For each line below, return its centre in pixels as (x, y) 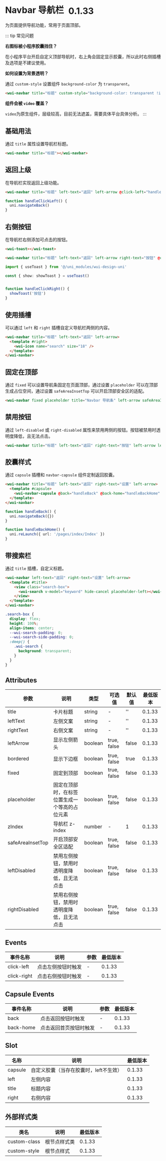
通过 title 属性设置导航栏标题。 (38, 143)
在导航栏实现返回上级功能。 (33, 182)
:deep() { (20, 642)
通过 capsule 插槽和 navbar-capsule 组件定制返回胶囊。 (61, 475)
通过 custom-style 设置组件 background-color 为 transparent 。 (69, 84)
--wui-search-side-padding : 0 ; (42, 637)
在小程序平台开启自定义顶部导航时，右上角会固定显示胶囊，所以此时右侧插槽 (83, 57)
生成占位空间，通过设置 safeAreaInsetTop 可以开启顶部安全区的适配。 (76, 391)
